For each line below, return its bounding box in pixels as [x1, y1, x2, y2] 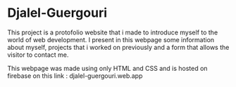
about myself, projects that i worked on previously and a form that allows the [7, 43, 230, 51]
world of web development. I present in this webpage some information [7, 35, 215, 43]
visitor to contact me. [7, 51, 69, 59]
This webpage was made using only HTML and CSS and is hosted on [7, 64, 208, 72]
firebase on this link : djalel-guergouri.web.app [7, 72, 143, 80]
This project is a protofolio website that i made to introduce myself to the [7, 28, 218, 36]
